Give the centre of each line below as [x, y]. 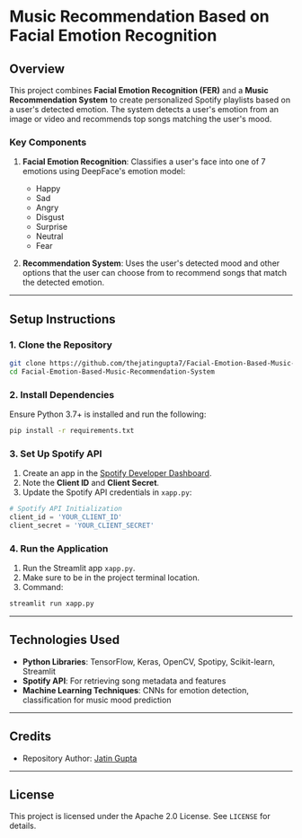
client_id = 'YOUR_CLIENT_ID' [66, 517]
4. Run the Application [59, 548]
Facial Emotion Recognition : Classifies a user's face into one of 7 [144, 162]
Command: [43, 587]
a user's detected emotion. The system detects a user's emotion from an [144, 109]
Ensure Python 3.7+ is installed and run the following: [108, 414]
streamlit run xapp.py [52, 604]
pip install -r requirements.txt [72, 431]
